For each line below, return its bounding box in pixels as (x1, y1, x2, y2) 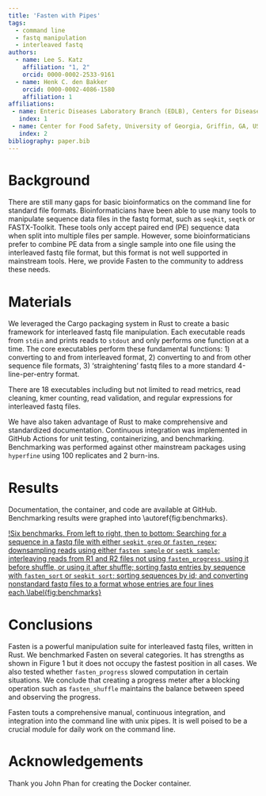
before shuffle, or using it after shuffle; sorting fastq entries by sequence (8, 563, 246, 572)
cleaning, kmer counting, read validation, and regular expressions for (8, 394, 234, 403)
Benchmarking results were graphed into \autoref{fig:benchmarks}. (8, 513, 228, 523)
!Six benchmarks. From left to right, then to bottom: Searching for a (8, 529, 227, 538)
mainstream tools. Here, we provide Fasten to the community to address (8, 256, 244, 266)
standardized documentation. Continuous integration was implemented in (8, 425, 248, 435)
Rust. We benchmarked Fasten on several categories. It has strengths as (8, 650, 245, 659)
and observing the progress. (8, 692, 101, 702)
